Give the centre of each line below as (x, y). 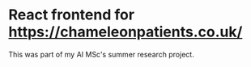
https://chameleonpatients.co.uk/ (125, 32)
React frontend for (72, 15)
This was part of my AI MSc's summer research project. (101, 54)
